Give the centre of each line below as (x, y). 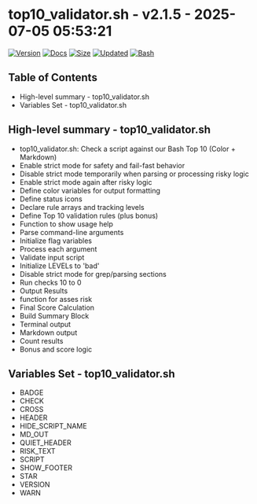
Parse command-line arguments (72, 232)
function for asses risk (56, 299)
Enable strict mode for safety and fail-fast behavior (102, 165)
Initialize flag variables (56, 241)
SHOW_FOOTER (46, 468)
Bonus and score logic (56, 349)
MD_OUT (34, 435)
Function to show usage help (66, 224)
